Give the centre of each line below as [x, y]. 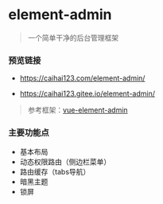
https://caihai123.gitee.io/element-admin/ [87, 94]
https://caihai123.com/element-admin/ [82, 78]
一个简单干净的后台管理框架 [73, 37]
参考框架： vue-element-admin [78, 110]
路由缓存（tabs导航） [55, 171]
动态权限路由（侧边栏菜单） [65, 162]
